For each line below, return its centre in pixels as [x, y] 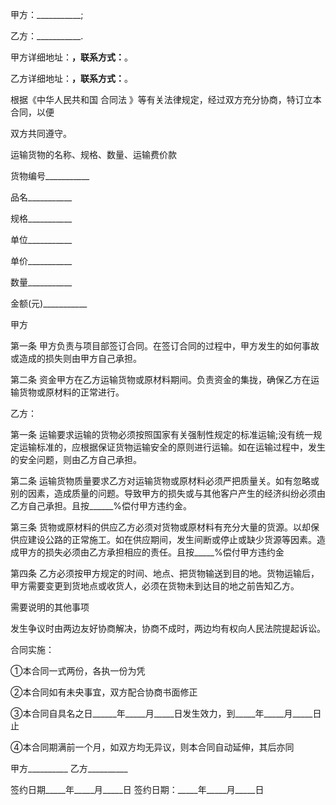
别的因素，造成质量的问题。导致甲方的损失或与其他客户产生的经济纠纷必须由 [168, 493]
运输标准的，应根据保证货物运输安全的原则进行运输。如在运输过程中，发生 [172, 447]
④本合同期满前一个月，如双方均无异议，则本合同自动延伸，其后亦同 [152, 747]
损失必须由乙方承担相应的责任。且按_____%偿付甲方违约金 [164, 552]
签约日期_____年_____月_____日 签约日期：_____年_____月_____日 [137, 789]
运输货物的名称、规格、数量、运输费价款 [93, 154]
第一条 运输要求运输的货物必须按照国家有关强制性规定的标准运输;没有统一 [162, 434]
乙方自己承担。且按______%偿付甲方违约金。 [101, 506]
